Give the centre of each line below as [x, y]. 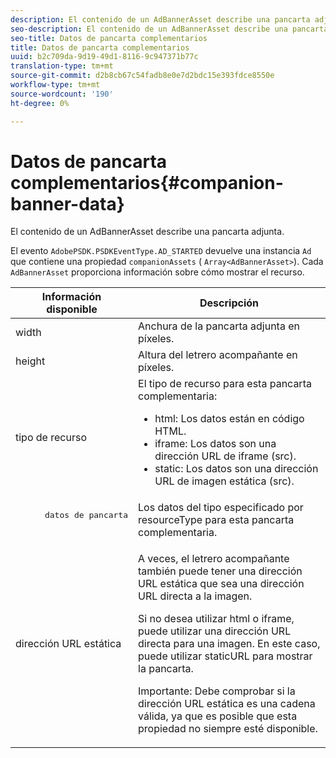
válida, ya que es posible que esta [218, 716]
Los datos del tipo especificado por [221, 508]
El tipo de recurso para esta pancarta [225, 384]
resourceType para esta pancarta [216, 520]
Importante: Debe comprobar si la [217, 691]
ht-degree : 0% [40, 103]
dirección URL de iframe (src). [225, 456]
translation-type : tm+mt [62, 66]
